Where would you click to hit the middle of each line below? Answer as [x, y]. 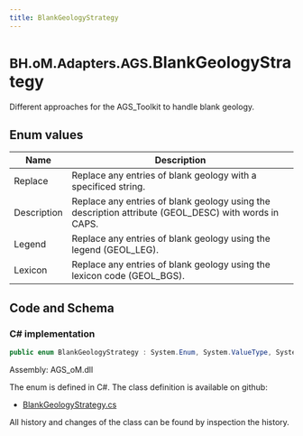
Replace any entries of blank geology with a [164, 175]
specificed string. [109, 187]
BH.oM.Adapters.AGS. [81, 63]
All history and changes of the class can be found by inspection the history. [150, 422]
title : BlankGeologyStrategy [64, 18]
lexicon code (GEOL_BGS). [128, 276]
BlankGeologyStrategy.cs [69, 404]
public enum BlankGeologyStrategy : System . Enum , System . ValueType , [141, 353]
